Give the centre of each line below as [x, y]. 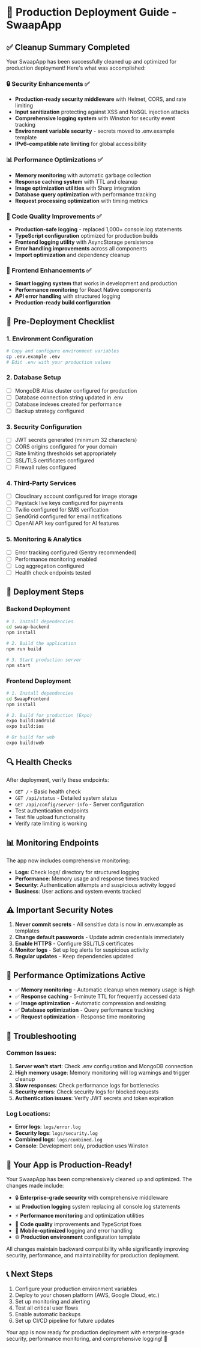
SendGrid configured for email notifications [68, 516]
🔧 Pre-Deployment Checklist [61, 322]
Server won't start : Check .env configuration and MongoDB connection [104, 1066]
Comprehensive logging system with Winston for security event [95, 118]
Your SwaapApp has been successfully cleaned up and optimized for [91, 62]
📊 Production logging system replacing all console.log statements [98, 1206]
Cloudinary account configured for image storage [76, 496]
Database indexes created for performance [68, 404]
